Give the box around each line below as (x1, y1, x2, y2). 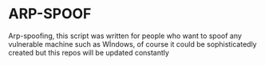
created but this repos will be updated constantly (8, 48, 170, 57)
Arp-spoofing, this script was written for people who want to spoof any (8, 31, 242, 40)
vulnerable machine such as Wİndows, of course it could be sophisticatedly (8, 39, 257, 48)
